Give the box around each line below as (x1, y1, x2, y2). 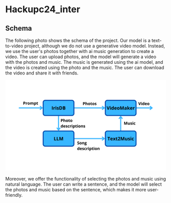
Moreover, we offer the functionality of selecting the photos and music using (5, 175, 166, 182)
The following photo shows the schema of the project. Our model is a (5, 37, 151, 43)
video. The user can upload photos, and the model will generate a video (5, 54, 157, 60)
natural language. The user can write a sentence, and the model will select (5, 181, 162, 187)
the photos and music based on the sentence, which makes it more (5, 186, 146, 192)
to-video (5, 43, 23, 49)
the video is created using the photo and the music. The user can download (5, 65, 164, 70)
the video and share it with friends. (5, 70, 79, 76)
